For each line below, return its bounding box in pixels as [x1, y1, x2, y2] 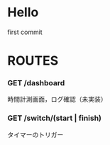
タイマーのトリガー [7, 130, 64, 139]
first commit [7, 28, 43, 36]
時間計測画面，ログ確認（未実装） [7, 95, 107, 104]
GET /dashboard [7, 78, 65, 88]
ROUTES [7, 53, 59, 69]
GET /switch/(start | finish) [7, 113, 101, 123]
